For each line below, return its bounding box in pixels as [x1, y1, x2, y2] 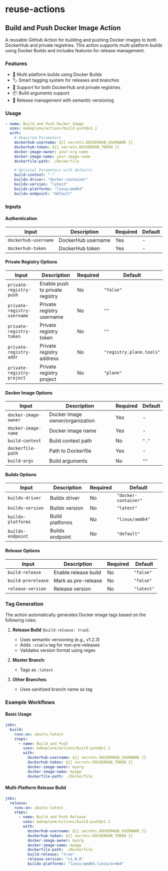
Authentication [5, 215, 37, 222]
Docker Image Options [5, 390, 53, 396]
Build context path [49, 438, 92, 445]
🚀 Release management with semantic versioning [12, 97, 114, 104]
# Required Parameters [14, 135, 61, 140]
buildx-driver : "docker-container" [14, 177, 88, 182]
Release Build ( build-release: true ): [12, 627, 90, 633]
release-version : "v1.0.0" [27, 856, 84, 862]
